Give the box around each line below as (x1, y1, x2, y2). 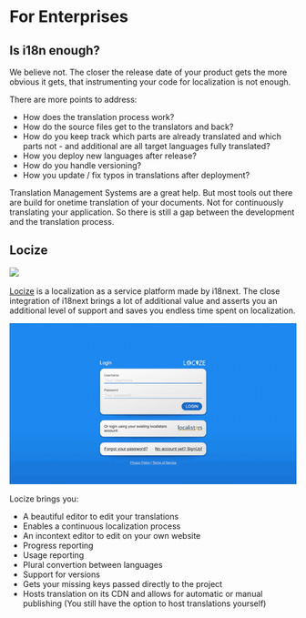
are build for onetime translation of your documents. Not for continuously (9, 198, 284, 208)
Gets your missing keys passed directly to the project (22, 579, 223, 590)
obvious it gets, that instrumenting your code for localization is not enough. (9, 76, 291, 87)
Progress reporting (22, 540, 94, 552)
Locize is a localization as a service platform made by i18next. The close (9, 285, 280, 297)
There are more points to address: (9, 94, 138, 105)
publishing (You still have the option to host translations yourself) (22, 598, 267, 609)
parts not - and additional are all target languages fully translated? (22, 141, 270, 151)
